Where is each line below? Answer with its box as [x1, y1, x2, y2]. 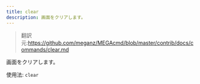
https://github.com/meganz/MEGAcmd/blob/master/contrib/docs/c [28, 39, 194, 46]
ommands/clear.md [20, 46, 69, 53]
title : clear [6, 8, 39, 15]
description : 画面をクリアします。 [6, 14, 86, 20]
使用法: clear [6, 71, 39, 78]
